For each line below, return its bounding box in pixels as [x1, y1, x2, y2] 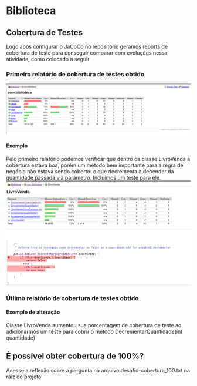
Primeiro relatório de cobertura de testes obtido [6, 70, 145, 78]
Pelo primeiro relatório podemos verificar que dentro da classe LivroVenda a [6, 155, 191, 162]
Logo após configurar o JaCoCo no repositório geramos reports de [6, 43, 168, 50]
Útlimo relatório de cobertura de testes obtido [6, 294, 139, 302]
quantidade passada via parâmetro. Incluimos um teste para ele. [6, 174, 161, 181]
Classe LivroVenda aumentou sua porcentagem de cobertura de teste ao [6, 321, 182, 328]
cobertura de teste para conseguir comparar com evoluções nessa [6, 49, 168, 56]
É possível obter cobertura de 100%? [6, 351, 144, 361]
